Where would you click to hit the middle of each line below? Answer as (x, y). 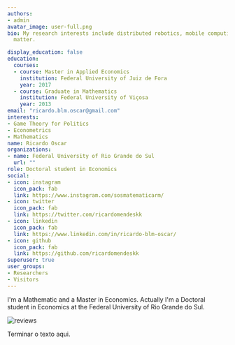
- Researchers (28, 273)
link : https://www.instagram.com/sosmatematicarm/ (89, 195)
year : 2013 (36, 104)
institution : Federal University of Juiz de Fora (94, 78)
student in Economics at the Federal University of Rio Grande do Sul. (106, 307)
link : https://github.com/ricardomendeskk (76, 254)
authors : (20, 14)
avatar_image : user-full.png (50, 27)
